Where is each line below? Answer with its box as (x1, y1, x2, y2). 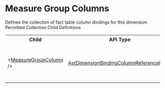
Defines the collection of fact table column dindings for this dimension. (5, 19, 148, 25)
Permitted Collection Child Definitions (5, 24, 81, 30)
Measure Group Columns (5, 3, 110, 14)
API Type (109, 36, 131, 43)
